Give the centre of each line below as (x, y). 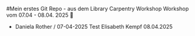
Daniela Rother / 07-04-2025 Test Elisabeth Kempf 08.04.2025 (94, 27)
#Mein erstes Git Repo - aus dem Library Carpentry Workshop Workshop (98, 9)
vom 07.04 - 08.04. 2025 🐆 (40, 15)
